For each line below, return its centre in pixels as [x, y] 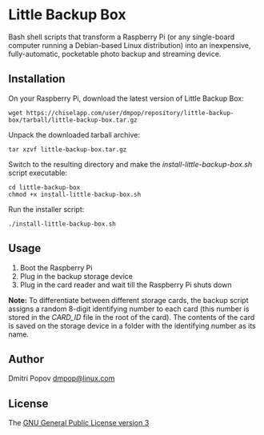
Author [26, 359]
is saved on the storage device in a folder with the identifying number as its [132, 325]
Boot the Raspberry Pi [56, 267]
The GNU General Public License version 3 [79, 423]
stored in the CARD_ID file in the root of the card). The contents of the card [132, 317]
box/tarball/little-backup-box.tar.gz [73, 120]
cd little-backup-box [44, 187]
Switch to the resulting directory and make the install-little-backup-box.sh [130, 164]
